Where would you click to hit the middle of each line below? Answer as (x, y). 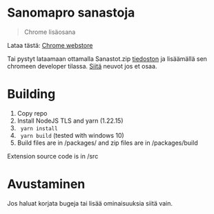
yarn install (39, 128)
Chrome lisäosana (50, 32)
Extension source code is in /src (53, 156)
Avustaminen (46, 184)
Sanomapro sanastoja (71, 13)
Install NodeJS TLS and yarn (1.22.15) (70, 121)
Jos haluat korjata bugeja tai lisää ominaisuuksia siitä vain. (90, 203)
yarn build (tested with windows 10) (72, 135)
